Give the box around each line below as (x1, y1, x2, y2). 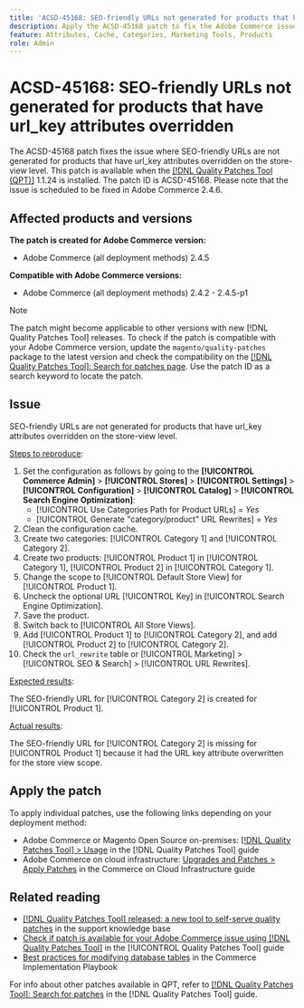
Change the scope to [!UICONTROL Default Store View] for (22, 571, 242, 582)
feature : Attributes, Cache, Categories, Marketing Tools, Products (9, 30, 273, 39)
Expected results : (9, 676, 75, 686)
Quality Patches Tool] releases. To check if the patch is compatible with (9, 332, 276, 342)
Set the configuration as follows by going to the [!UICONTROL (22, 466, 255, 476)
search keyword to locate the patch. (9, 370, 144, 381)
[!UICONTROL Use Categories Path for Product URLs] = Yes (35, 504, 260, 514)
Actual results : (9, 720, 63, 731)
